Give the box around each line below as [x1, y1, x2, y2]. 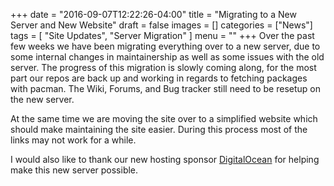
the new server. [10, 94, 75, 105]
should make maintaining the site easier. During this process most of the [10, 124, 308, 135]
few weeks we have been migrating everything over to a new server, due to [10, 40, 321, 52]
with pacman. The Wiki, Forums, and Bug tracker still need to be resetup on [10, 83, 321, 94]
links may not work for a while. [10, 134, 137, 146]
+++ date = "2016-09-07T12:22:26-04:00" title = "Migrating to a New [10, 9, 297, 20]
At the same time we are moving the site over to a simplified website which [10, 113, 318, 124]
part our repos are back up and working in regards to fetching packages [10, 72, 308, 84]
